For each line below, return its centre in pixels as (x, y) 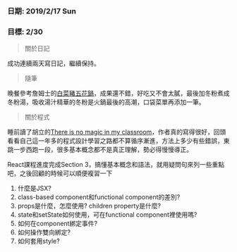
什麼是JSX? (34, 189)
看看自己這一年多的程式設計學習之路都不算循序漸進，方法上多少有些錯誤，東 (119, 141)
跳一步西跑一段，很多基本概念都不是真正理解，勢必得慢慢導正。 (100, 150)
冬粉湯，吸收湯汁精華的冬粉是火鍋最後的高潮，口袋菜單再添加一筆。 (106, 102)
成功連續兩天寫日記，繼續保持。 (54, 63)
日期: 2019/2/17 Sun (42, 11)
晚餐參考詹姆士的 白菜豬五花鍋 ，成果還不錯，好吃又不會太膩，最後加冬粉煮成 (119, 94)
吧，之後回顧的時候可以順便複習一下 (60, 173)
